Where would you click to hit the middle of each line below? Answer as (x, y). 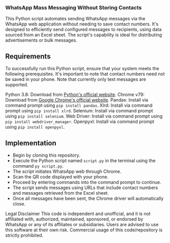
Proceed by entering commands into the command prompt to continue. (87, 182)
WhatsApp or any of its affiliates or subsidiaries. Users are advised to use (82, 224)
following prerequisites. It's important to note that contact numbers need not (85, 74)
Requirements (28, 56)
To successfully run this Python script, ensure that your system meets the (82, 69)
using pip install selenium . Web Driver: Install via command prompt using (84, 116)
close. (19, 204)
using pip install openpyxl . (35, 127)
